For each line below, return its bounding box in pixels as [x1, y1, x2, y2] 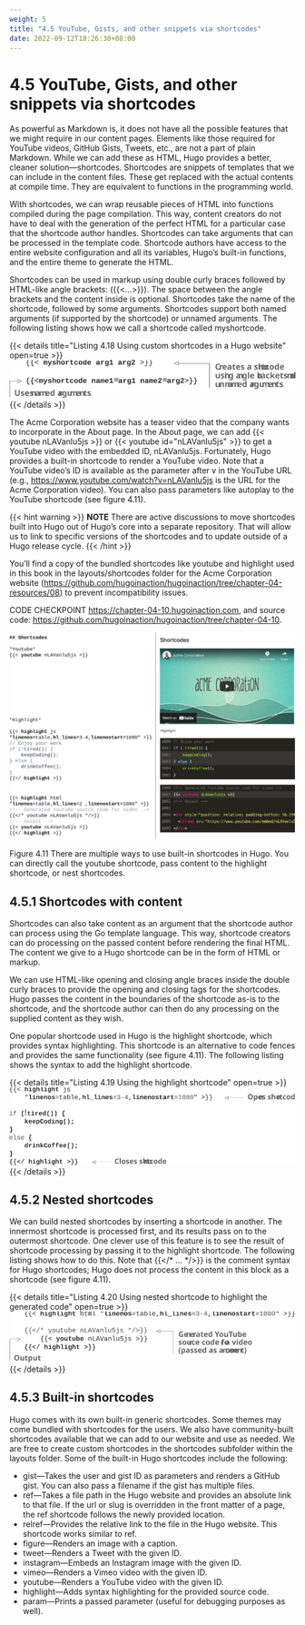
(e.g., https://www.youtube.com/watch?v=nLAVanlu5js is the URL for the [9, 475, 281, 486]
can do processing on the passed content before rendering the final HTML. [9, 937, 290, 948]
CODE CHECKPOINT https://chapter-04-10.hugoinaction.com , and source [9, 605, 286, 616]
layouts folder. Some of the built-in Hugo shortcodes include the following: [9, 1452, 288, 1463]
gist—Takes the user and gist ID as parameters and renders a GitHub [22, 1470, 280, 1481]
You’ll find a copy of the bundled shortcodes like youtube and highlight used [9, 559, 295, 570]
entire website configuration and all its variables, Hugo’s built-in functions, [9, 247, 287, 258]
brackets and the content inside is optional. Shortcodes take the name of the [9, 293, 296, 304]
